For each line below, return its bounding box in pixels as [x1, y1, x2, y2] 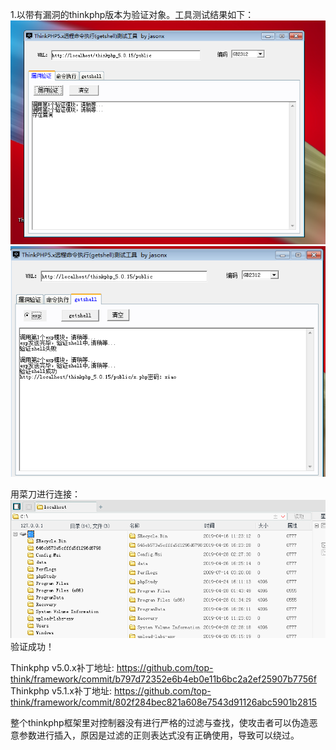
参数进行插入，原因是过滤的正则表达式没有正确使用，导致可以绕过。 [18, 729, 300, 742]
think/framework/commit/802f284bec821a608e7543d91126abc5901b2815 [10, 696, 318, 708]
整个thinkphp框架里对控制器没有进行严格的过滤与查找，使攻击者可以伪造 [10, 717, 310, 729]
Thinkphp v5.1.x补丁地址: [10, 685, 113, 697]
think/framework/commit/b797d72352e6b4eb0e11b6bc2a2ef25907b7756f [10, 673, 317, 685]
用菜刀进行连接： [10, 488, 81, 500]
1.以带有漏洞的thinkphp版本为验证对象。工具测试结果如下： [10, 9, 255, 20]
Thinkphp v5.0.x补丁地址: [10, 662, 115, 674]
